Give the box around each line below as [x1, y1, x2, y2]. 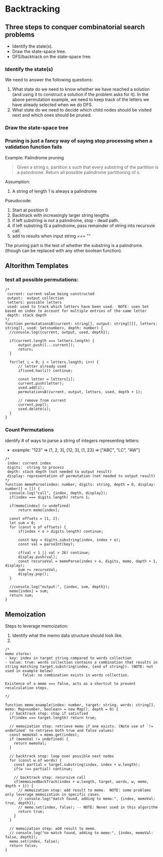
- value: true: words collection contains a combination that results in [5, 660, 158, 665]
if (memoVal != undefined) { [9, 737, 69, 742]
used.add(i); [18, 385, 45, 390]
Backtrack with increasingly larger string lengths [12, 212, 109, 218]
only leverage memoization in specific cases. [5, 792, 101, 797]
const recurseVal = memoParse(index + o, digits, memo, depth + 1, [18, 559, 158, 564]
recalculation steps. [5, 686, 49, 690]
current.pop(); [18, 402, 49, 407]
